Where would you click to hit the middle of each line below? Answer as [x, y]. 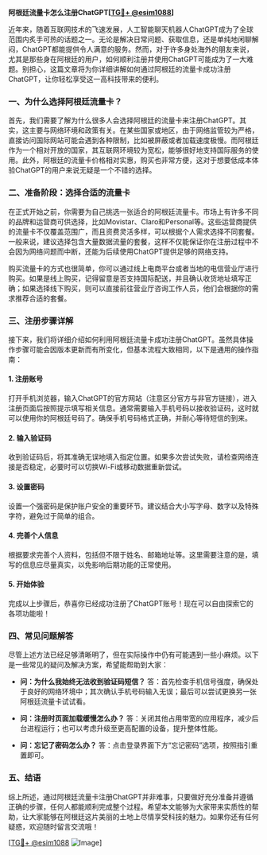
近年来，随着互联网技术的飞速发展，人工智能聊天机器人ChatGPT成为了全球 [131, 29]
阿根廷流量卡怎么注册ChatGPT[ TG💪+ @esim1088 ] [91, 12]
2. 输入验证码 [30, 437]
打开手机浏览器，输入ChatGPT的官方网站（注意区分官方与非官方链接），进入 [133, 398]
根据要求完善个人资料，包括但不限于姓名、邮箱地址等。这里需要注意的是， [130, 554]
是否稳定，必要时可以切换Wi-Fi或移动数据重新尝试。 [101, 467]
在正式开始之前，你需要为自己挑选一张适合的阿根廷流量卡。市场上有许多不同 [133, 212]
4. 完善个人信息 [33, 535]
